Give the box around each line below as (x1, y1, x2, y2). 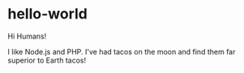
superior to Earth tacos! (7, 55, 87, 65)
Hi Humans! (7, 31, 47, 41)
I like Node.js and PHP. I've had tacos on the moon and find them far (7, 47, 236, 56)
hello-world (7, 5, 88, 23)
